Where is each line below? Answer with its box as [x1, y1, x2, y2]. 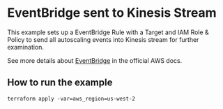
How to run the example [7, 77, 113, 89]
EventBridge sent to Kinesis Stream [7, 5, 217, 21]
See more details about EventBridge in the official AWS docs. [7, 56, 183, 64]
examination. [7, 43, 44, 51]
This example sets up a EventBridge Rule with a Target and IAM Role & [7, 28, 209, 36]
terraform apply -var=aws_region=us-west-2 [7, 95, 136, 102]
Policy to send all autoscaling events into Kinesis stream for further [7, 35, 199, 43]
